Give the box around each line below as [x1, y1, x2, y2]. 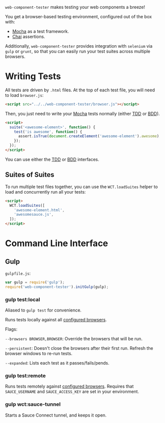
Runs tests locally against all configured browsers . [5, 317, 107, 323]
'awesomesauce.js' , [14, 212, 54, 217]
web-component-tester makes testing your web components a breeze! [5, 4, 145, 10]
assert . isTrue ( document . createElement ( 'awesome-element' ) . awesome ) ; [18, 134, 162, 139]
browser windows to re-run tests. [5, 351, 73, 357]
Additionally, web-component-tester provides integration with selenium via [5, 43, 153, 49]
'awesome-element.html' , [14, 207, 65, 213]
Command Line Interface [5, 238, 109, 249]
